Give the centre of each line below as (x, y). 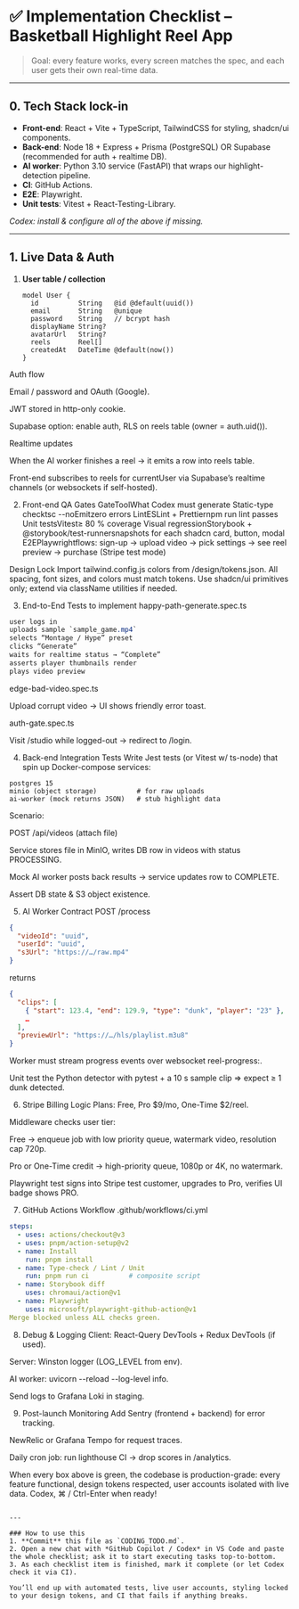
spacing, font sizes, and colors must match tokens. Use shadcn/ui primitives (149, 579)
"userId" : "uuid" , (52, 944)
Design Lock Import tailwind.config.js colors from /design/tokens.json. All (144, 569)
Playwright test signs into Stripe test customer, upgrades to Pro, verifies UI (146, 1184)
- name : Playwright (53, 1301)
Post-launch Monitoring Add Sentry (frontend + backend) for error (143, 1413)
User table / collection (64, 279)
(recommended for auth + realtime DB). (94, 156)
